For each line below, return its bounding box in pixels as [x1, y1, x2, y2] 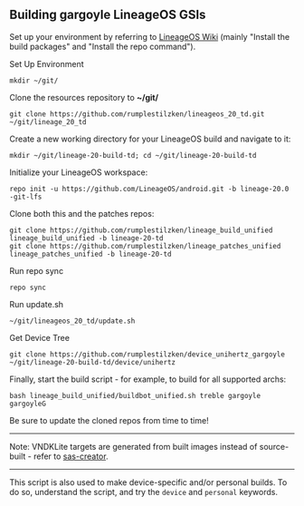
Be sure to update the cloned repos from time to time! [9, 414, 210, 425]
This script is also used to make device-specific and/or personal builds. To [9, 476, 288, 488]
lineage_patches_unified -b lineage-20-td [9, 249, 172, 258]
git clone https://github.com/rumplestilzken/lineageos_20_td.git [9, 109, 265, 119]
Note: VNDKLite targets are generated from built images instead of [9, 441, 258, 452]
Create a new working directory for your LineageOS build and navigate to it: [9, 133, 291, 144]
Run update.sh [9, 298, 64, 309]
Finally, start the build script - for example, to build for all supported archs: [9, 374, 287, 384]
